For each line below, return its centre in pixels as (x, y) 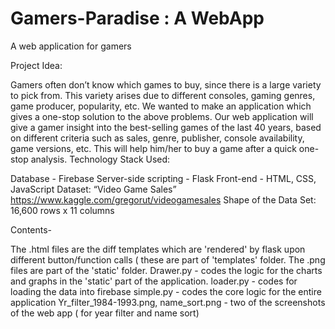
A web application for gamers (71, 46)
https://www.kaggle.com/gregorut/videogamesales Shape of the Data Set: (163, 199)
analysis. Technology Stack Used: (100, 159)
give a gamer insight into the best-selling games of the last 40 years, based (166, 127)
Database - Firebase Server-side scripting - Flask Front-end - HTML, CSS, (163, 178)
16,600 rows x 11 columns (62, 210)
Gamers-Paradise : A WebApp (137, 18)
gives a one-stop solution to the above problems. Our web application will (162, 116)
